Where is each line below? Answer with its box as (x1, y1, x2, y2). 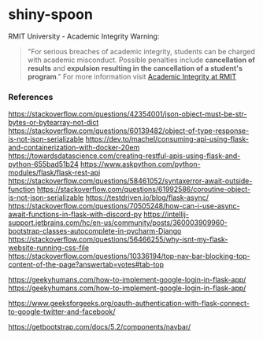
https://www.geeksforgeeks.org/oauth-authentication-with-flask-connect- (8, 299, 250, 308)
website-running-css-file (8, 243, 89, 252)
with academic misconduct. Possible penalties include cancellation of (27, 55, 256, 64)
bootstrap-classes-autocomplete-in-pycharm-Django (8, 227, 182, 236)
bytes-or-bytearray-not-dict (8, 118, 99, 127)
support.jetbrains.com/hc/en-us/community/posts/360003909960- (8, 218, 228, 227)
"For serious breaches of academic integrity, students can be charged (27, 46, 256, 56)
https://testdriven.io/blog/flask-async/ (85, 193, 209, 202)
